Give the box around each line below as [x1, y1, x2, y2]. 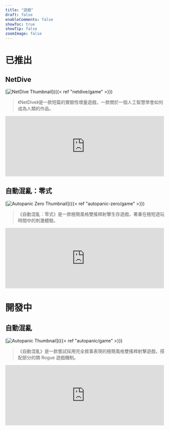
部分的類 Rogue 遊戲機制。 [22, 354, 79, 360]
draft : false [5, 12, 33, 17]
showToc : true [5, 21, 36, 27]
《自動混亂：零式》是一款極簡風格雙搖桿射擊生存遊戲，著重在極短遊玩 [17, 211, 165, 217]
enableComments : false [5, 17, 53, 22]
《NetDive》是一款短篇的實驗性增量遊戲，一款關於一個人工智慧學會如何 [17, 99, 163, 105]
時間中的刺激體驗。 [17, 217, 58, 223]
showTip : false [5, 26, 38, 32]
